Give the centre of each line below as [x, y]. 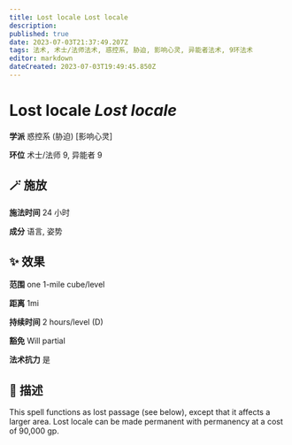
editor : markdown [41, 58]
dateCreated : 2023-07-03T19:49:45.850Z [83, 67]
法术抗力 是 [30, 360]
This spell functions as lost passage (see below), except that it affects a [140, 412]
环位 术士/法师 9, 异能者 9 [56, 155]
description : [33, 26]
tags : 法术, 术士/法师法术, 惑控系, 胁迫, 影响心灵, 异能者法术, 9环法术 [131, 50]
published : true [39, 34]
